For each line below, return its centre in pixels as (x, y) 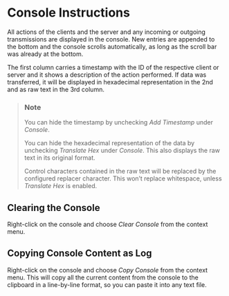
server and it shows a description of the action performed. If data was (107, 75)
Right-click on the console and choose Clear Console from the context (108, 224)
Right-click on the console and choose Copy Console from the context (108, 270)
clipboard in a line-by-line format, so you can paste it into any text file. (107, 284)
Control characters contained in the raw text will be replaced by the (120, 172)
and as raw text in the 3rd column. (56, 89)
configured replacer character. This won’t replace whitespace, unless (123, 178)
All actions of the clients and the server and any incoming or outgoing (107, 32)
